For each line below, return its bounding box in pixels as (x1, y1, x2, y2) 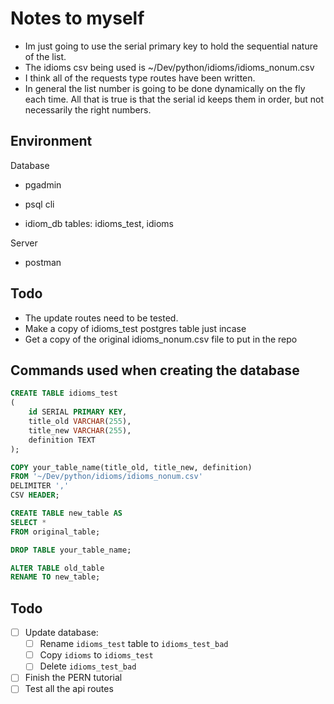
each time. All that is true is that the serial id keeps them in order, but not (24, 93, 325, 105)
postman (24, 256, 62, 268)
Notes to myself (10, 7, 145, 30)
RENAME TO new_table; (10, 572, 101, 582)
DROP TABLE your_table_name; (10, 545, 132, 555)
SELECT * (10, 517, 47, 527)
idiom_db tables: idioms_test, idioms (24, 217, 175, 229)
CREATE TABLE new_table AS (10, 508, 123, 518)
